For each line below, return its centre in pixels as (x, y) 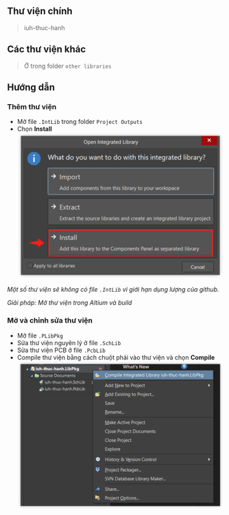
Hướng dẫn (31, 87)
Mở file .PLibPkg (40, 336)
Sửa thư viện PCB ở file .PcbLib (61, 350)
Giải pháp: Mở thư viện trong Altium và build (70, 303)
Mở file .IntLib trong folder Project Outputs (80, 122)
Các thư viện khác (47, 50)
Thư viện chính (40, 11)
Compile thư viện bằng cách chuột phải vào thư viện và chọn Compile (116, 357)
